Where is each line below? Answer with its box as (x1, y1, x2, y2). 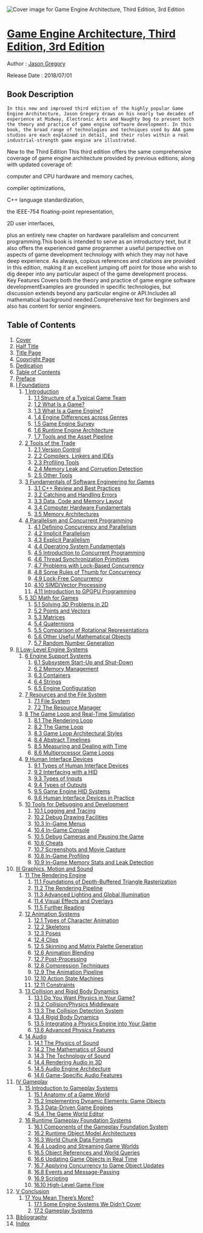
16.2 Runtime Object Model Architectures (33, 1129, 136, 1136)
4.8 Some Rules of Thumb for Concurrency (33, 568, 142, 576)
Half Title (15, 342, 39, 350)
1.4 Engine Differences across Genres (33, 413, 128, 421)
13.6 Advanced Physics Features (33, 1026, 115, 1033)
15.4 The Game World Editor (33, 1110, 104, 1117)
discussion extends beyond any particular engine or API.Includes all (7, 289, 176, 297)
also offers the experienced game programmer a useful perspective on (7, 244, 184, 251)
